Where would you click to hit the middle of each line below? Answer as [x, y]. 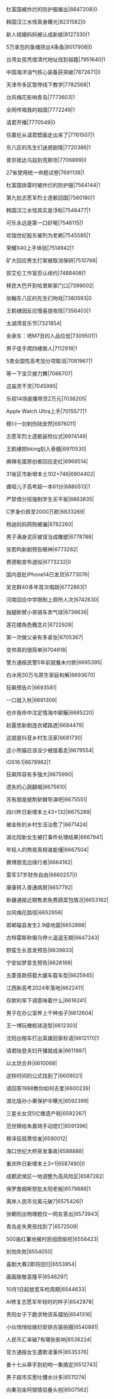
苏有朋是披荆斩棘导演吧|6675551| [47, 799]
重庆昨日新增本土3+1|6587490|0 [46, 1163]
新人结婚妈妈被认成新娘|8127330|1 [48, 34]
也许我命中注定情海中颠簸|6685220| [50, 713]
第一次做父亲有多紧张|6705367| [45, 637]
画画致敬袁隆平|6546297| [37, 1277]
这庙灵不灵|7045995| [32, 386]
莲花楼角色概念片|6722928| [40, 625]
